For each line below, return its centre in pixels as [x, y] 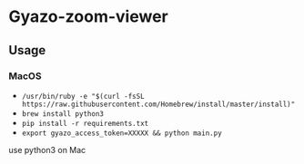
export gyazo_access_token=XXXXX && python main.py [122, 133]
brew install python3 [62, 114]
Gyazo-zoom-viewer [89, 17]
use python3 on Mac [47, 150]
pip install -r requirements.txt [85, 123]
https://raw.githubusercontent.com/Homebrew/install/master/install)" [158, 104]
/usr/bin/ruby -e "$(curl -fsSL [83, 96]
